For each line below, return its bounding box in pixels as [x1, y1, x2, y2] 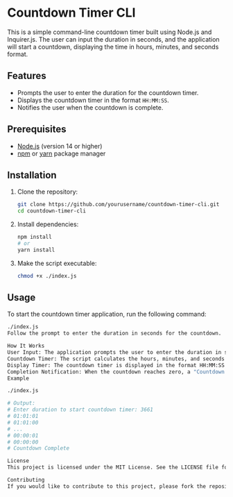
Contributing [7, 477, 45, 484]
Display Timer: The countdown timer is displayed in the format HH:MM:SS [7, 362, 225, 369]
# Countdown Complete [7, 445, 70, 452]
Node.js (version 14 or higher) [17, 142, 103, 150]
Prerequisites [7, 124, 67, 135]
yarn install [17, 246, 55, 253]
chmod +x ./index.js [17, 272, 77, 279]
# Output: [7, 400, 36, 407]
